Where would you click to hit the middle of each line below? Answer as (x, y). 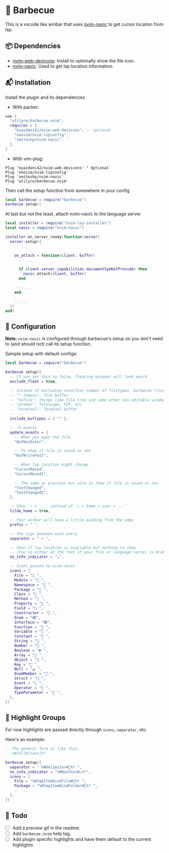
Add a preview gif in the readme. (46, 828)
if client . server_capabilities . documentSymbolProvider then (83, 269)
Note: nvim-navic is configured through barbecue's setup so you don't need (84, 339)
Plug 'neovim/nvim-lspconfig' (37, 172)
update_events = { (29, 432)
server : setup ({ (26, 241)
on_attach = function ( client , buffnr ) (55, 255)
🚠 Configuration (31, 326)
